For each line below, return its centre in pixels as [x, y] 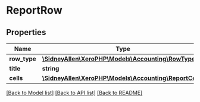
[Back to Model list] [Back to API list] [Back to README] [74, 93]
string [51, 68]
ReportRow [34, 10]
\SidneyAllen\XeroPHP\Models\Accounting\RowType [118, 59]
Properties [26, 32]
